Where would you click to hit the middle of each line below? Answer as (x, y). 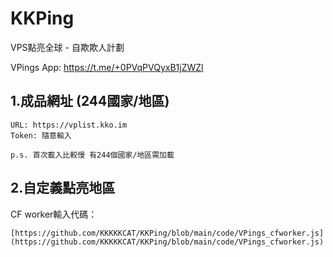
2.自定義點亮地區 (63, 188)
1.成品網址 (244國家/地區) (90, 101)
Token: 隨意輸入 (41, 135)
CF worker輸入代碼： (54, 214)
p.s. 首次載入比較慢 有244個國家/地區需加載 (92, 155)
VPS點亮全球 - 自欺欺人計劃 (67, 47)
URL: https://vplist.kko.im (69, 125)
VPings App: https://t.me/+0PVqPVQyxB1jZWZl (107, 67)
